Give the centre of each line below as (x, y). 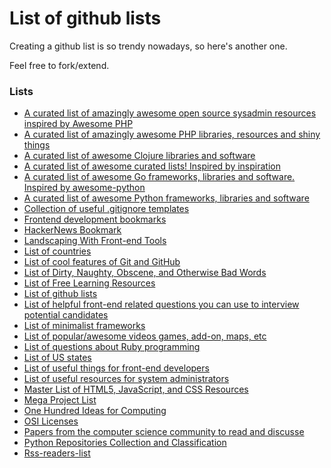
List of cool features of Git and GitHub (102, 262)
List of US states (57, 358)
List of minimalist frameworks (84, 326)
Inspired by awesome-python (84, 188)
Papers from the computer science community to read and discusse (164, 432)
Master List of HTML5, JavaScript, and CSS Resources (136, 389)
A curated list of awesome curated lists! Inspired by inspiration (152, 166)
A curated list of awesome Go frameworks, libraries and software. (159, 177)
